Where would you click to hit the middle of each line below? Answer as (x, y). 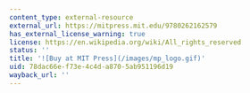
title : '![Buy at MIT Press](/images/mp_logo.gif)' (107, 58)
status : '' (29, 50)
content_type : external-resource (71, 17)
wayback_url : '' (39, 75)
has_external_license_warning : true (77, 34)
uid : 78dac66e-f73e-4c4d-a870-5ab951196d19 (92, 67)
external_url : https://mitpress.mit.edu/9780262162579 (113, 26)
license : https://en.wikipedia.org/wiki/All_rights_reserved (125, 42)
